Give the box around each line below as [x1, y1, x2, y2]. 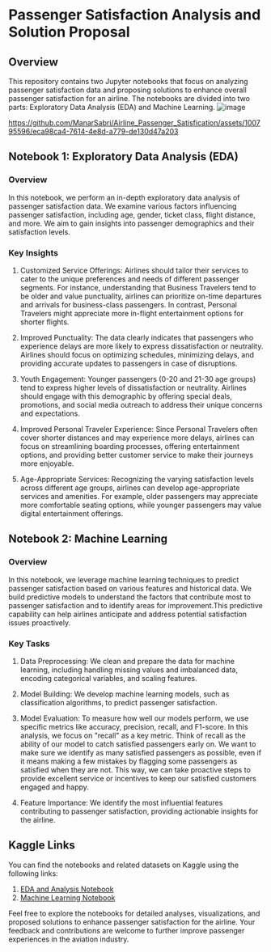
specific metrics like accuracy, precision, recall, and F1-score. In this [19, 721, 248, 731]
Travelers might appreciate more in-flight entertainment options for [19, 308, 244, 318]
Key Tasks [8, 637, 50, 649]
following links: [8, 868, 58, 878]
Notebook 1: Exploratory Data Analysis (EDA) [8, 150, 239, 163]
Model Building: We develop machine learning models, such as [19, 689, 230, 699]
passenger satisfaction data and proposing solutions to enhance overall [8, 85, 247, 95]
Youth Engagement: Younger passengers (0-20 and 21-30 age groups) [19, 374, 256, 383]
